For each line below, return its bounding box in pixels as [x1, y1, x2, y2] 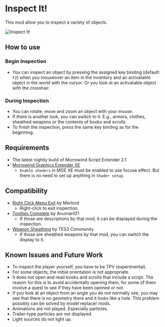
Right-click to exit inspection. [19, 205, 79, 211]
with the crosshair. [12, 85, 50, 91]
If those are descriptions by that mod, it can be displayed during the [19, 216, 158, 221]
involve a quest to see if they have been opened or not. [12, 285, 125, 291]
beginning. [12, 129, 34, 135]
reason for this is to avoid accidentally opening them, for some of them [12, 280, 156, 286]
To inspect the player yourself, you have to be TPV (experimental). [12, 264, 147, 270]
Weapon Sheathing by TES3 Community [12, 226, 94, 232]
